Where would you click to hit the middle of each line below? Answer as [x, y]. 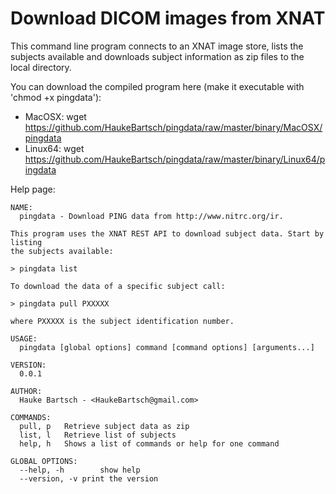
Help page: [33, 189]
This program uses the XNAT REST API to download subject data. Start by [167, 233]
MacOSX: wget [55, 116]
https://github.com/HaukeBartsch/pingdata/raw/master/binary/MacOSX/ [173, 127]
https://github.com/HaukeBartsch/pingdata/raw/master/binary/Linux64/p [175, 159]
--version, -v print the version [89, 478]
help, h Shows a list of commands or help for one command [149, 443]
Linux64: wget [54, 148]
